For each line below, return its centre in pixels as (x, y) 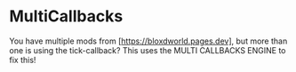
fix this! (23, 60)
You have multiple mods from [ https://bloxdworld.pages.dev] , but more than (148, 41)
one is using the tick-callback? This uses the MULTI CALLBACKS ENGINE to (148, 50)
